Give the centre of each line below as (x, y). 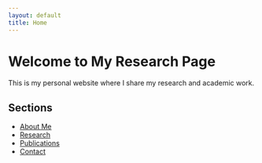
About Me (36, 127)
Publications (40, 143)
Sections (30, 108)
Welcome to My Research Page (112, 62)
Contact (32, 152)
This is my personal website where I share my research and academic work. (131, 83)
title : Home (28, 23)
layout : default (35, 15)
